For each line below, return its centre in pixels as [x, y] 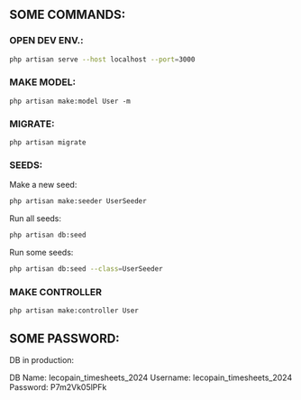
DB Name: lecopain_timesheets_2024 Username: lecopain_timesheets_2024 [151, 377]
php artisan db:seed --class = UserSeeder [87, 269]
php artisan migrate [48, 143]
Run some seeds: [41, 253]
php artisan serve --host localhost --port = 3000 [102, 59]
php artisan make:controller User [74, 311]
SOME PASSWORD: [64, 338]
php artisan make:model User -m [70, 101]
